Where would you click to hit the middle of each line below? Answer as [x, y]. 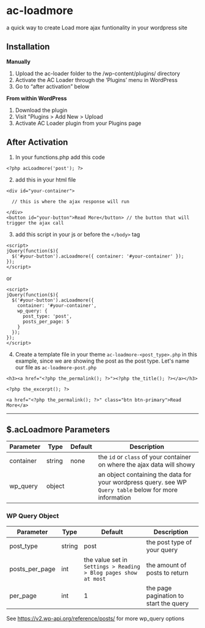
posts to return [167, 572]
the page [159, 588]
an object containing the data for [145, 475]
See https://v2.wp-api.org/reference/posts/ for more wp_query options [95, 618]
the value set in [106, 560]
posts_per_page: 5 [46, 322]
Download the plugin [41, 110]
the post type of [169, 542]
